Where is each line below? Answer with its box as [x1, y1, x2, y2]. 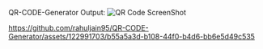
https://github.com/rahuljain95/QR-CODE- [8, 23, 150, 32]
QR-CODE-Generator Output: [8, 8, 106, 17]
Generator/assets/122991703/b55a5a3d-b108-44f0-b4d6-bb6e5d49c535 [8, 32, 255, 41]
